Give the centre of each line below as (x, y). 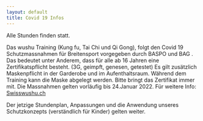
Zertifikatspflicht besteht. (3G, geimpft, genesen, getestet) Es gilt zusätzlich (102, 67)
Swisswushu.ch (26, 93)
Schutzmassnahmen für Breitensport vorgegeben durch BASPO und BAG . (100, 53)
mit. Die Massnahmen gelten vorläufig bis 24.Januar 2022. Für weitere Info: (102, 86)
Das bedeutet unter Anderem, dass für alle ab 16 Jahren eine (83, 60)
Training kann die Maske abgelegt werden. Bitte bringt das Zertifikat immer (101, 80)
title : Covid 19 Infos (35, 18)
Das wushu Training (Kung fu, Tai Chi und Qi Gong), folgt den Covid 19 (95, 47)
